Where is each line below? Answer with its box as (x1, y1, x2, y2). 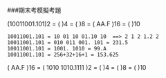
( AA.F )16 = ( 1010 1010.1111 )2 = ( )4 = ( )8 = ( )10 (7, 64, 147, 71)
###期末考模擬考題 (7, 6, 62, 14)
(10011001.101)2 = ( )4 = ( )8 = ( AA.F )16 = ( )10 (7, 20, 140, 28)
